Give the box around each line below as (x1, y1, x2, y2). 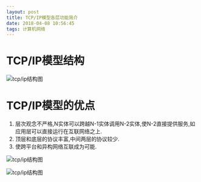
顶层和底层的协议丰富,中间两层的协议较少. (15, 135, 120, 143)
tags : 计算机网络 (6, 26, 46, 32)
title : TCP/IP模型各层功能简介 (6, 15, 78, 21)
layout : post (6, 9, 39, 15)
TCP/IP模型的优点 (6, 99, 95, 113)
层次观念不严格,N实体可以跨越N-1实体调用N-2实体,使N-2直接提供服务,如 (15, 120, 196, 128)
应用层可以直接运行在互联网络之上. (15, 128, 102, 135)
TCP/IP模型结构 (6, 54, 85, 68)
